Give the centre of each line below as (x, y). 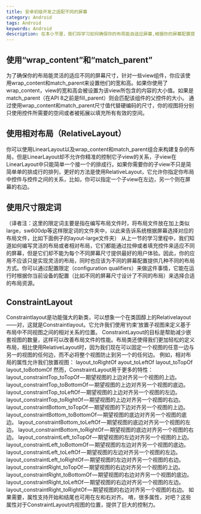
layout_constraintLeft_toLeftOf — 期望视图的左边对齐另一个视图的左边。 (94, 452)
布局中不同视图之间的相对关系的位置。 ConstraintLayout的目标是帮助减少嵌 (99, 332)
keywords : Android (29, 28)
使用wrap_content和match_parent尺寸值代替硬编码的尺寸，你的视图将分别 (103, 105)
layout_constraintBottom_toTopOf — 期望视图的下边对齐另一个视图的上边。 (97, 407)
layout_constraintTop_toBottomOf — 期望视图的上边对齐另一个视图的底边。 (98, 385)
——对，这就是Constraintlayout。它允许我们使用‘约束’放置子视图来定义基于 (99, 325)
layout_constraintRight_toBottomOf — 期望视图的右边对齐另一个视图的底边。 (99, 475)
